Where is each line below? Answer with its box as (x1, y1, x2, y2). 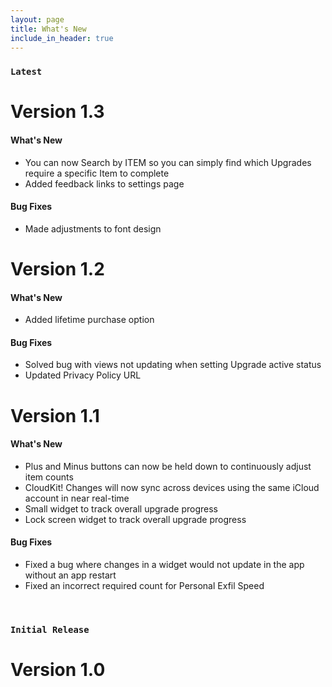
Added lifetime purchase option (24, 314, 155, 326)
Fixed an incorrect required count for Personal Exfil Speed (24, 580, 265, 592)
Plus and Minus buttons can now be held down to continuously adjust (24, 460, 312, 472)
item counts (24, 471, 74, 483)
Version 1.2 (10, 258, 105, 281)
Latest (10, 66, 43, 78)
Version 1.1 (10, 404, 100, 427)
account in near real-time (24, 492, 130, 504)
